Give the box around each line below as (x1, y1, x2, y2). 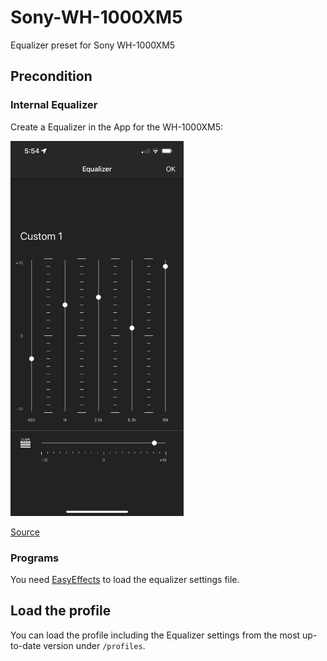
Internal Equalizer (10, 98, 98, 112)
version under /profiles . (43, 639, 146, 651)
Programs (10, 551, 60, 565)
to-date (10, 639, 42, 651)
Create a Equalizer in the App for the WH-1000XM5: (10, 121, 224, 133)
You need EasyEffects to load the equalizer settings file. (10, 573, 240, 585)
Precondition (10, 68, 93, 85)
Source (10, 526, 40, 538)
